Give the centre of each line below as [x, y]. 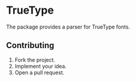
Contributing [30, 45]
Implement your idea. [41, 66]
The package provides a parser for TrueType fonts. [68, 27]
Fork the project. [35, 59]
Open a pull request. [40, 72]
